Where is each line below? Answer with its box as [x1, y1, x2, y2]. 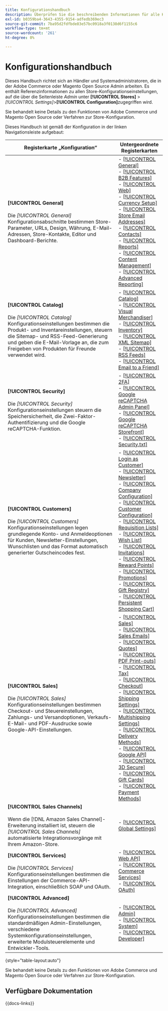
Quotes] [118, 645, 137, 652]
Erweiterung [7, 822, 36, 829]
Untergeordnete [119, 141, 159, 148]
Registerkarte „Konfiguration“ [24, 144, 97, 151]
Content [118, 256, 137, 263]
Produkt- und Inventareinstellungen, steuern [7, 326, 112, 333]
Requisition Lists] [118, 524, 159, 531]
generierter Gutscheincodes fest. [7, 549, 85, 556]
